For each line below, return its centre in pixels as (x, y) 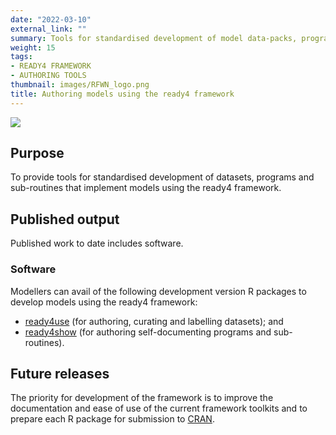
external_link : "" (48, 29)
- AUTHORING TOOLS (48, 76)
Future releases (60, 373)
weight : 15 (33, 47)
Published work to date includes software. (97, 243)
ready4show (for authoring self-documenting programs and (148, 332)
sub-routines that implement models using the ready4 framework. (146, 188)
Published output (65, 219)
